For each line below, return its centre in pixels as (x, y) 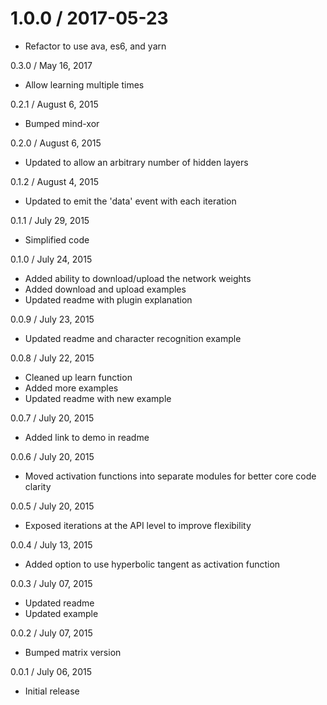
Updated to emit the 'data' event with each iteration (130, 201)
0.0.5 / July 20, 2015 (52, 506)
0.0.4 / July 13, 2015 (51, 544)
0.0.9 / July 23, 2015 (52, 319)
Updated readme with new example (98, 398)
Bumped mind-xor (62, 123)
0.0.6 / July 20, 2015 (52, 456)
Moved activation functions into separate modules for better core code (170, 476)
